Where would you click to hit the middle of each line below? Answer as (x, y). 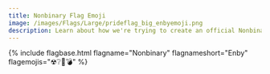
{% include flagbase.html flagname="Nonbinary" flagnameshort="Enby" (128, 53)
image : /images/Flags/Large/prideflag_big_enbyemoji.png (106, 23)
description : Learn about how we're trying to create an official (122, 30)
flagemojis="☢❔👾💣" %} (48, 62)
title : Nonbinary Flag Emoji (57, 16)
